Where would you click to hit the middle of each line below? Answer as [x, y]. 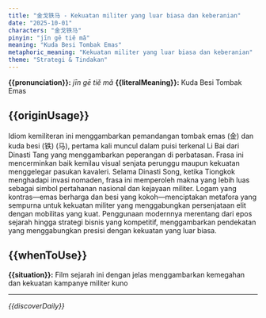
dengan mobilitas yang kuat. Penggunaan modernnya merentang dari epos [130, 213]
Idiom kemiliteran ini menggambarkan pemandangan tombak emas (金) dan [131, 136]
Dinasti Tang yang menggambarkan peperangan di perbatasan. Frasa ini [126, 155]
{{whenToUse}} [48, 256]
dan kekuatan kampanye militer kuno [68, 283]
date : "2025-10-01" [40, 23]
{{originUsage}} [49, 116]
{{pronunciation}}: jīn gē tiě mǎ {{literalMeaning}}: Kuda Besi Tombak [125, 82]
